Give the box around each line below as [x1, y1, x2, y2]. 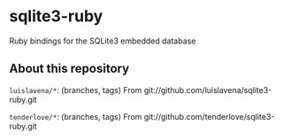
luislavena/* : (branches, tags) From [9, 84, 142, 95]
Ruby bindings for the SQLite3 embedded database [9, 35, 196, 46]
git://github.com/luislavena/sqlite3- [143, 84, 272, 95]
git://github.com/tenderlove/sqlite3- [143, 111, 275, 121]
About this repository [9, 61, 130, 76]
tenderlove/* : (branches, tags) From [9, 111, 142, 121]
